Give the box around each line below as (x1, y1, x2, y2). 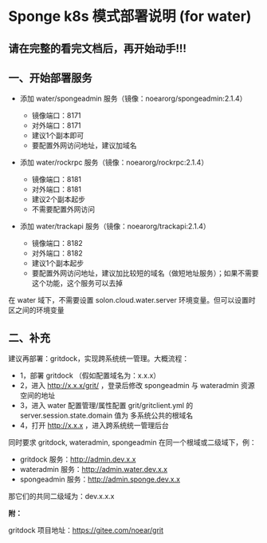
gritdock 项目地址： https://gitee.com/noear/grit (8, 525, 164, 535)
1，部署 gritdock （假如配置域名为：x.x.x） (19, 371, 161, 380)
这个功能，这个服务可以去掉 (31, 279, 124, 288)
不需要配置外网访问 (31, 204, 96, 214)
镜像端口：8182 (31, 239, 84, 248)
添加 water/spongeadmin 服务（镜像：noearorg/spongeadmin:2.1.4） (19, 93, 247, 104)
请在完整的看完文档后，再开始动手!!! (8, 42, 187, 55)
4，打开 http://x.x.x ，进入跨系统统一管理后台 (19, 421, 169, 430)
